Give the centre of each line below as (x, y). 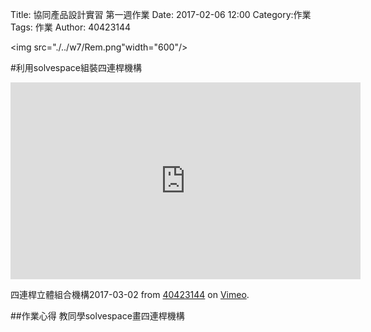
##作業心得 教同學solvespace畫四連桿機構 (97, 316)
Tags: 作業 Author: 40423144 (71, 27)
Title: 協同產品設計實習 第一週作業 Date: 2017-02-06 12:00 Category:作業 (161, 14)
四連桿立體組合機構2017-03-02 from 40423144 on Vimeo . (130, 294)
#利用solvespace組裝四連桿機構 (76, 67)
